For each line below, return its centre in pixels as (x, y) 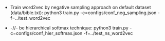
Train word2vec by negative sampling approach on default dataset (80, 7)
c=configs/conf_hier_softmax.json (46, 33)
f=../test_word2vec (30, 18)
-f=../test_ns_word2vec (108, 33)
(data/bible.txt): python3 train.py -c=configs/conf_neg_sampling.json (83, 13)
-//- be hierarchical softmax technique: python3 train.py (69, 28)
